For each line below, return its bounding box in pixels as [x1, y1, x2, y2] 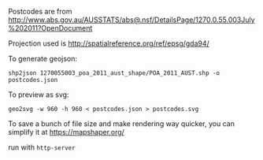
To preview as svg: [8, 90, 69, 99]
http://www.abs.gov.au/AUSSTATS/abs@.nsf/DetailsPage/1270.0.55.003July [8, 15, 255, 24]
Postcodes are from [8, 7, 72, 16]
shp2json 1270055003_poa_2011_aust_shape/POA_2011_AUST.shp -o [8, 69, 220, 77]
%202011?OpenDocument [8, 24, 93, 32]
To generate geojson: [8, 54, 77, 63]
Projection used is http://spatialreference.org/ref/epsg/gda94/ [8, 39, 210, 48]
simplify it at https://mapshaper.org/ [8, 128, 124, 136]
